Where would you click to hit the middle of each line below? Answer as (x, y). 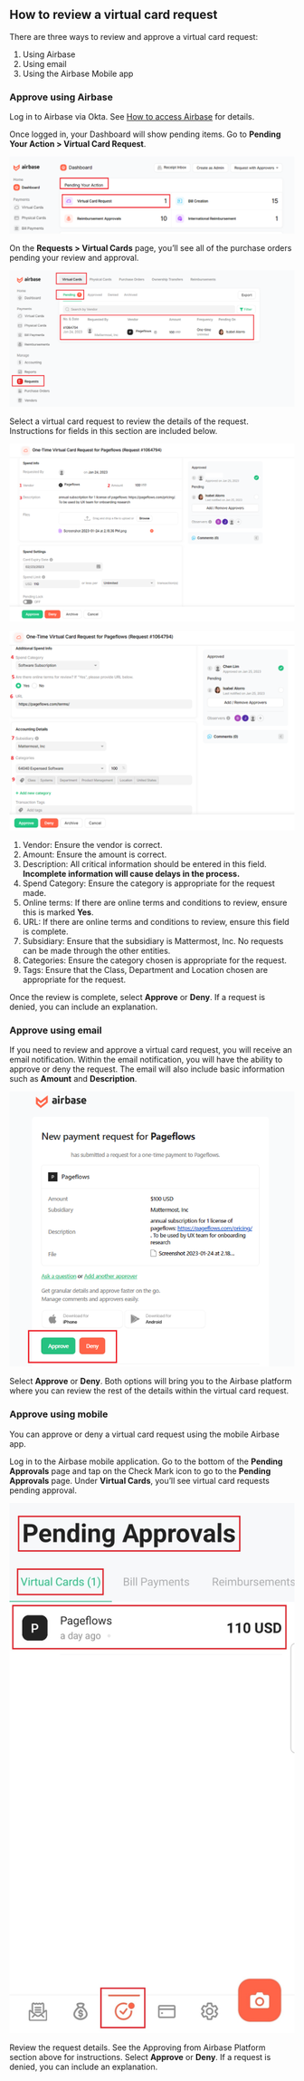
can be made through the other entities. (96, 951)
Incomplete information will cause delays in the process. (131, 874)
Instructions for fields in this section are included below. (114, 431)
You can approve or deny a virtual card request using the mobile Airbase (145, 1434)
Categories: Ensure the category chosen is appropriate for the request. (155, 960)
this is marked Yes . (58, 912)
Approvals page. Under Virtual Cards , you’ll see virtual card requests (139, 1480)
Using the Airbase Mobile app (78, 73)
